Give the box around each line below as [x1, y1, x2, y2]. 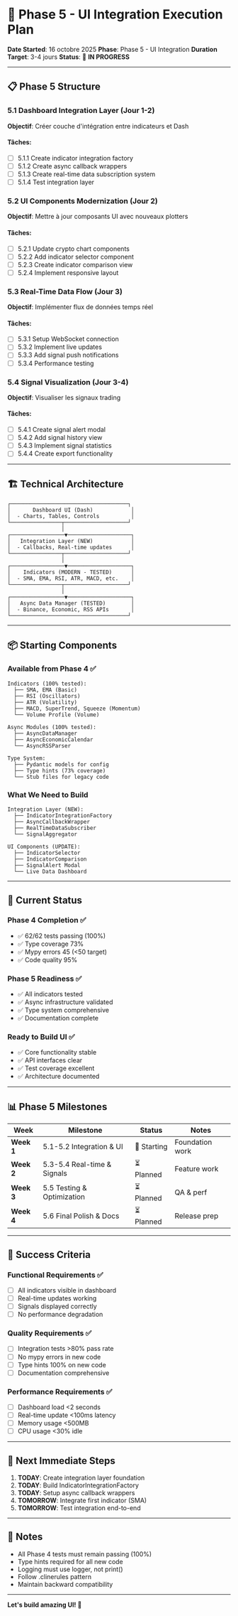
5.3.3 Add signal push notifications [17, 351, 119, 360]
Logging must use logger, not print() [17, 1565, 123, 1573]
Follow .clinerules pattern [17, 1572, 92, 1580]
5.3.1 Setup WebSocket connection [17, 335, 119, 343]
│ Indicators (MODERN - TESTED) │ [7, 569, 135, 576]
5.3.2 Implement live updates [17, 343, 103, 351]
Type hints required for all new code [17, 1557, 124, 1566]
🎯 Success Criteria [7, 1249, 91, 1261]
